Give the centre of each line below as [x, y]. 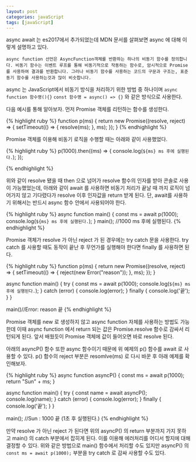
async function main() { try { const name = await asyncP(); [77, 393]
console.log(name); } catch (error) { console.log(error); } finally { [84, 399]
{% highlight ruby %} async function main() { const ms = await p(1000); [92, 214]
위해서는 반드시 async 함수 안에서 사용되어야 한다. [69, 203]
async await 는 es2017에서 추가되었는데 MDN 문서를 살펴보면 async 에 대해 [94, 40]
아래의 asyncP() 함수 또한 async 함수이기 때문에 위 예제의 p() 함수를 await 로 [94, 349]
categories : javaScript [35, 17]
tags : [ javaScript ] [30, 22]
